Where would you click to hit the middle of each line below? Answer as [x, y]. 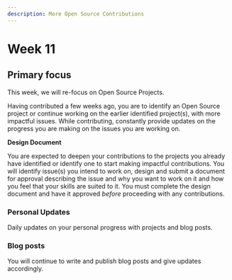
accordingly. [26, 269]
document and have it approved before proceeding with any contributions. [116, 194]
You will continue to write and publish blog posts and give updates [104, 261]
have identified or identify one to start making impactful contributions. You [116, 163]
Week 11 [32, 49]
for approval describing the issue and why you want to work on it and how [116, 179]
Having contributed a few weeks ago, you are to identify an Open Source [114, 106]
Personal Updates [39, 212]
